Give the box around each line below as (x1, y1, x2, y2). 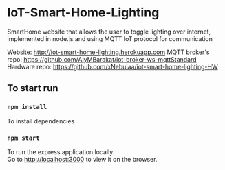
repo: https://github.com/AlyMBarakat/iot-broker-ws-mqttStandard (7, 55, 197, 63)
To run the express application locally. (7, 147, 115, 156)
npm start (7, 134, 40, 142)
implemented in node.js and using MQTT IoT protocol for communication (7, 34, 213, 42)
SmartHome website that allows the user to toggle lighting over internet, (7, 27, 211, 36)
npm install (7, 103, 47, 111)
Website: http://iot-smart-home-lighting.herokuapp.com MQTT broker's (7, 48, 210, 56)
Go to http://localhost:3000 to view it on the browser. (7, 155, 158, 163)
